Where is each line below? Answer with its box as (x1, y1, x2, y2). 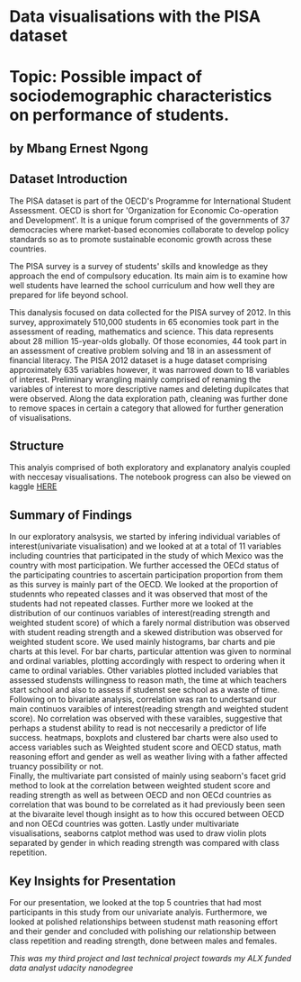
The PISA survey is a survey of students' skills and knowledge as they (9, 260, 269, 271)
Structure (9, 438, 65, 453)
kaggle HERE (9, 481, 58, 492)
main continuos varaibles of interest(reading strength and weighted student (9, 704, 289, 714)
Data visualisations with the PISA (9, 6, 261, 27)
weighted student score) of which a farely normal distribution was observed (9, 617, 290, 628)
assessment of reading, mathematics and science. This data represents (9, 326, 274, 337)
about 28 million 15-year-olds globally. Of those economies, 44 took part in (9, 335, 288, 346)
